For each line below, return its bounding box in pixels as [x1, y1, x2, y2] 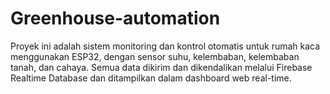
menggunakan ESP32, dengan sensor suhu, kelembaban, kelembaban [10, 50, 300, 62]
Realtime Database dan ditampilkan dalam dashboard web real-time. [10, 72, 292, 84]
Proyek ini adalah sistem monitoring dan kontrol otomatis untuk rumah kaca [10, 40, 321, 52]
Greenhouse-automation [10, 7, 221, 30]
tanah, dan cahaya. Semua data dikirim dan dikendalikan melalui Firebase [10, 61, 313, 73]
